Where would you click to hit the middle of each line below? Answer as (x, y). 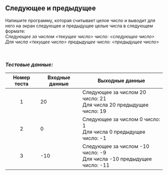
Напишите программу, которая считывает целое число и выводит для (80, 20)
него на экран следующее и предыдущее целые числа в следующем (79, 26)
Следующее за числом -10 (116, 146)
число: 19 (94, 111)
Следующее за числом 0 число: (121, 119)
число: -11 (96, 165)
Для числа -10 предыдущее (117, 159)
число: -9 (94, 153)
